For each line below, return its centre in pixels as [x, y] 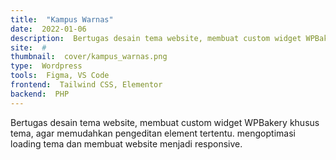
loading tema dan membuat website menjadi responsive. [126, 143]
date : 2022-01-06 [48, 29]
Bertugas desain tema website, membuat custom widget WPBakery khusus [165, 122]
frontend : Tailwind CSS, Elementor [86, 85]
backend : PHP [40, 94]
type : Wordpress [46, 66]
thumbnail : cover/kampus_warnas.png [89, 57]
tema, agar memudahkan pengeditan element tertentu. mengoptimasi [153, 133]
